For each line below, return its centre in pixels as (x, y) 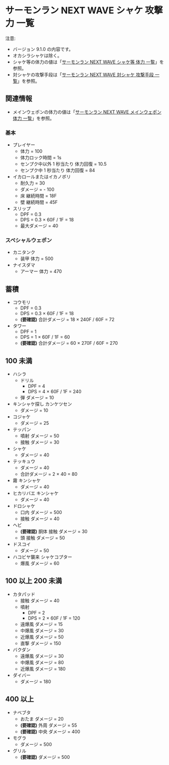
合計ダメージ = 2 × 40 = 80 (49, 474)
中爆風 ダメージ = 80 (42, 662)
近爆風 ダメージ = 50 (42, 637)
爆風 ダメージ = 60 (40, 563)
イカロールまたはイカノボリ (42, 177)
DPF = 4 (36, 386)
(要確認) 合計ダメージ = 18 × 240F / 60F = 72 (67, 320)
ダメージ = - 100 (37, 190)
